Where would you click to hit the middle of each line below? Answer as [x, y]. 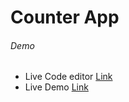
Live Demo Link [56, 87]
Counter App [65, 17]
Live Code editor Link [68, 77]
